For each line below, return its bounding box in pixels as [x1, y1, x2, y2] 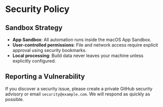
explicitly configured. [12, 58, 56, 63]
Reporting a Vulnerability [5, 72, 85, 81]
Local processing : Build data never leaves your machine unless [12, 52, 143, 58]
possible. [5, 96, 24, 102]
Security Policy [5, 3, 70, 15]
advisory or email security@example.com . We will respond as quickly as [5, 91, 150, 97]
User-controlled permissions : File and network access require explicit [12, 42, 158, 48]
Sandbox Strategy [5, 23, 62, 32]
